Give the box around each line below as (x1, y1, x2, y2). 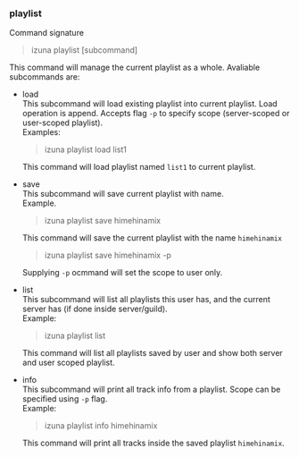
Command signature (9, 28, 85, 38)
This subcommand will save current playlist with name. (21, 189, 225, 199)
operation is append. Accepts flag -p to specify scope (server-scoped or (21, 108, 290, 119)
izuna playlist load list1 (44, 144, 128, 155)
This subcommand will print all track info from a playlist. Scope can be (21, 384, 281, 395)
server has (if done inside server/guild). (21, 303, 168, 315)
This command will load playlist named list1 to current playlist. (21, 162, 256, 173)
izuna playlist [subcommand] (30, 45, 138, 55)
